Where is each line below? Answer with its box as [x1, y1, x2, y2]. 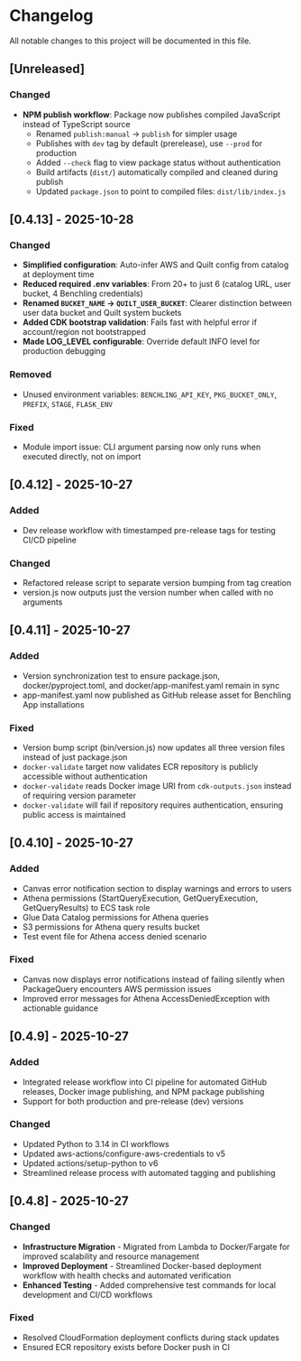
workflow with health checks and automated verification [22, 1270, 232, 1281]
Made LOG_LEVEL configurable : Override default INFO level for [22, 336, 260, 347]
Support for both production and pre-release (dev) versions [22, 1096, 244, 1106]
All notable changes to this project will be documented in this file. [9, 35, 252, 46]
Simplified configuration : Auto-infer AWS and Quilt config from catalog [22, 259, 289, 271]
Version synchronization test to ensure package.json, [22, 670, 221, 681]
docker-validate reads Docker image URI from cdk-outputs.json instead [22, 780, 292, 791]
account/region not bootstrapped [22, 327, 146, 338]
